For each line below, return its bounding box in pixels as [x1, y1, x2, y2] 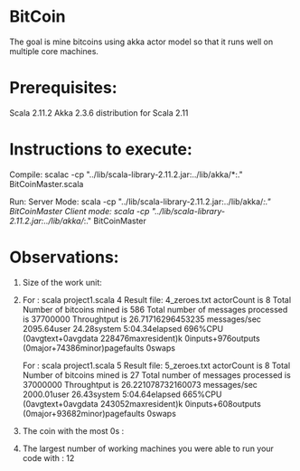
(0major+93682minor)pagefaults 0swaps [22, 408, 176, 419]
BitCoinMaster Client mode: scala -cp [9, 205, 150, 216]
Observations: [9, 247, 119, 268]
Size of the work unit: [22, 277, 102, 287]
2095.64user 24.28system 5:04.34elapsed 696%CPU [22, 323, 224, 334]
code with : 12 [22, 452, 75, 463]
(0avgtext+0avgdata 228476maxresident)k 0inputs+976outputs [22, 333, 260, 344]
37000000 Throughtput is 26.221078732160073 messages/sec [22, 379, 258, 390]
